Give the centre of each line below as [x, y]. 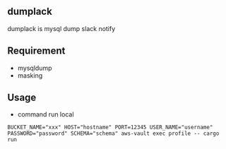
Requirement [36, 51]
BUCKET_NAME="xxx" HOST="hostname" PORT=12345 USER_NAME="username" [110, 127]
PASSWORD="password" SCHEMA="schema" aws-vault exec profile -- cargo [113, 133]
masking [30, 75]
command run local [46, 114]
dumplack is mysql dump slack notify [61, 28]
